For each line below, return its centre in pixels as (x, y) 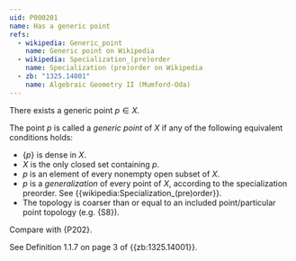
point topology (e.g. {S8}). (71, 211)
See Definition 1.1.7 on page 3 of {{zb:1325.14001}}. (103, 247)
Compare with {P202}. (51, 229)
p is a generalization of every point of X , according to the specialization (155, 183)
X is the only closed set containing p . (91, 164)
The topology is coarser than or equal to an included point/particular (149, 202)
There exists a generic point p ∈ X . (75, 110)
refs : (19, 34)
